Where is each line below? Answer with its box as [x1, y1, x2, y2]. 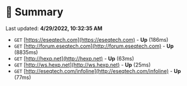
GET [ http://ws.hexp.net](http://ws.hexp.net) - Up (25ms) [14, 61, 151, 68]
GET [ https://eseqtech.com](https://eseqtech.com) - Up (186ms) [14, 36, 169, 43]
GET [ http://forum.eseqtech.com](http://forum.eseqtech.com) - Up [14, 42, 174, 49]
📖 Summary [5, 5, 64, 19]
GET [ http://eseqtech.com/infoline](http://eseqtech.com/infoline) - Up [14, 67, 181, 74]
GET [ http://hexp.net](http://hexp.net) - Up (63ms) [14, 55, 135, 62]
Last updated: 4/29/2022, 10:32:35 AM [5, 25, 103, 32]
